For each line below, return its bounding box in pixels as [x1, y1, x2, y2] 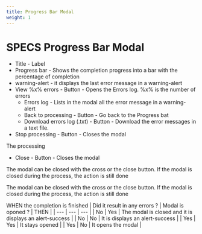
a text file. [24, 124, 49, 131]
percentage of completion [14, 73, 80, 80]
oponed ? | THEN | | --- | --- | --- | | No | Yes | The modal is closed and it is [6, 209, 193, 216]
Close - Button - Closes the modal [14, 154, 100, 162]
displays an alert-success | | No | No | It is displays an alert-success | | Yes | [6, 215, 196, 222]
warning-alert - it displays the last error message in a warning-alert [14, 80, 183, 87]
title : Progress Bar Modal [6, 8, 74, 15]
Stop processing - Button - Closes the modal [14, 131, 127, 138]
